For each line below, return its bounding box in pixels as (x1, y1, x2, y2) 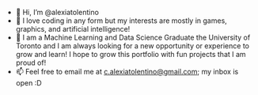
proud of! (15, 58, 47, 67)
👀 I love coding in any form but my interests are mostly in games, (15, 16, 227, 25)
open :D (15, 78, 42, 87)
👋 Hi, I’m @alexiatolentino (15, 8, 99, 17)
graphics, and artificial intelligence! (15, 25, 131, 33)
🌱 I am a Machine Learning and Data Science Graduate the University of (15, 32, 251, 42)
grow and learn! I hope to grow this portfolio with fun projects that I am (15, 50, 247, 59)
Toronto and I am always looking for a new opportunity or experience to (15, 41, 249, 51)
